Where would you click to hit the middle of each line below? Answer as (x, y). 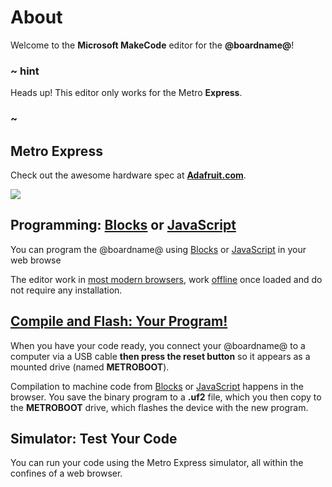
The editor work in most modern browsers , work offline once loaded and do (166, 279)
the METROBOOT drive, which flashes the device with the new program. (159, 407)
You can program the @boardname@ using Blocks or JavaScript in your (158, 249)
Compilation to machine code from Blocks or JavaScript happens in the (157, 386)
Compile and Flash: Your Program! (119, 321)
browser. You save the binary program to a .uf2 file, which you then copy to (166, 397)
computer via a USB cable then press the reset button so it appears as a (160, 356)
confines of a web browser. (66, 473)
